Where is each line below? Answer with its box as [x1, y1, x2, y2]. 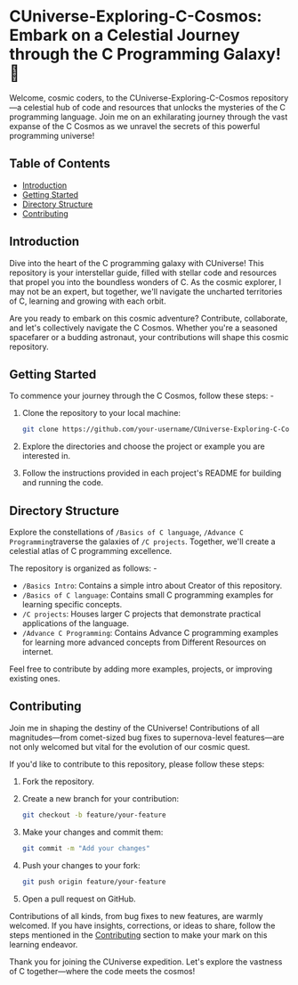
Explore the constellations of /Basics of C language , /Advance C [9, 527, 245, 538]
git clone [21, 425, 60, 434]
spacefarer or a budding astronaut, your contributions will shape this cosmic [9, 331, 289, 342]
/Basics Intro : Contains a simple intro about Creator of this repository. [21, 581, 283, 591]
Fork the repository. [21, 776, 95, 786]
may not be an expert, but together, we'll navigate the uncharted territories [9, 286, 283, 297]
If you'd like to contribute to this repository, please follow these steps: [9, 759, 265, 769]
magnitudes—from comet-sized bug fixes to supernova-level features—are [9, 732, 285, 743]
